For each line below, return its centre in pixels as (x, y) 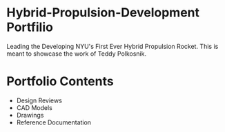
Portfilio (30, 27)
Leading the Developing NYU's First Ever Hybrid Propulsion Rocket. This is (112, 46)
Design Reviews (39, 100)
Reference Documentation (53, 122)
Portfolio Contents (60, 81)
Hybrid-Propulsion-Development (103, 13)
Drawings (30, 115)
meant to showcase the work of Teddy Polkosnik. (76, 54)
